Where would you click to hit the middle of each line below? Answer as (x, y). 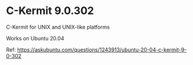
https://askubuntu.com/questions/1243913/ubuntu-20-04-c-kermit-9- (102, 49)
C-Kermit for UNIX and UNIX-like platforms (58, 27)
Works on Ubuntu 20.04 (35, 38)
